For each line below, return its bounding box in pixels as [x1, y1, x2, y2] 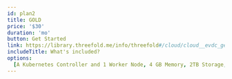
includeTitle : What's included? [7, 49, 100, 56]
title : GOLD [7, 16, 41, 23]
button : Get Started [7, 36, 67, 43]
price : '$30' [7, 23, 45, 30]
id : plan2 [7, 10, 36, 17]
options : [7, 55, 32, 62]
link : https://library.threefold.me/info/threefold [7, 42, 159, 49]
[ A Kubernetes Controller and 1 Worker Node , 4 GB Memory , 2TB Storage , [13, 61, 227, 68]
